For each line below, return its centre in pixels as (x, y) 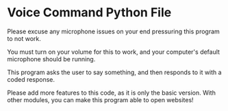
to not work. (24, 38)
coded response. (31, 79)
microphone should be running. (51, 59)
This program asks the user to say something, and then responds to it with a (114, 72)
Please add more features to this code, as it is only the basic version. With (111, 93)
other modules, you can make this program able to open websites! (100, 99)
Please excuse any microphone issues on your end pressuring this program (114, 31)
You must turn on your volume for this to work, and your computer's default (114, 52)
